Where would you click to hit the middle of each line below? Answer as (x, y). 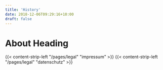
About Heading (37, 43)
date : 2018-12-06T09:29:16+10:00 (40, 14)
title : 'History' (23, 10)
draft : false (19, 19)
